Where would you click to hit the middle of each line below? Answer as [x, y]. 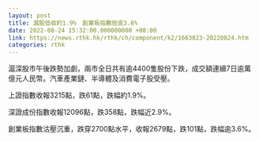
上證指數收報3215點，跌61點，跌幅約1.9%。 [79, 95]
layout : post [30, 15]
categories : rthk [37, 45]
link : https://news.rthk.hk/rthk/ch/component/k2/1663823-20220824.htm [128, 38]
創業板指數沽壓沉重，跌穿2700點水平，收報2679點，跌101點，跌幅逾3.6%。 [132, 129]
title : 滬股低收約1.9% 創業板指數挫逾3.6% [73, 23]
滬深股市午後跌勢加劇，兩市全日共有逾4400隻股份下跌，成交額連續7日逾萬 [129, 69]
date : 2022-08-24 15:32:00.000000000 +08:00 [83, 30]
